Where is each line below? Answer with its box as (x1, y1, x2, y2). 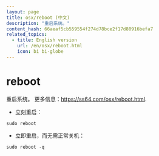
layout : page (6, 8, 39, 15)
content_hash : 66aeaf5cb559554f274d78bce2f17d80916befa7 (6, 25, 154, 32)
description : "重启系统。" (6, 20, 70, 26)
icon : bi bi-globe (17, 49, 64, 55)
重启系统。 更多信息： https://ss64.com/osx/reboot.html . (6, 95, 147, 103)
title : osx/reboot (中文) (6, 15, 70, 21)
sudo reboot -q (6, 144, 45, 150)
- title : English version (12, 37, 78, 43)
